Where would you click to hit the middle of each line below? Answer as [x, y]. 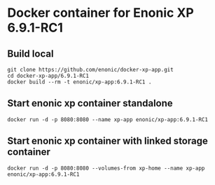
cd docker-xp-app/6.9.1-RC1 [48, 76]
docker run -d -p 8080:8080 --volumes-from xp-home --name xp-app [106, 168]
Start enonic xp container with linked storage [107, 141]
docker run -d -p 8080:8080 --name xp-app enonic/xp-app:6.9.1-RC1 [108, 119]
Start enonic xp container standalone [90, 103]
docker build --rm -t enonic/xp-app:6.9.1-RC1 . [79, 82]
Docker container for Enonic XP [100, 13]
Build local [30, 54]
